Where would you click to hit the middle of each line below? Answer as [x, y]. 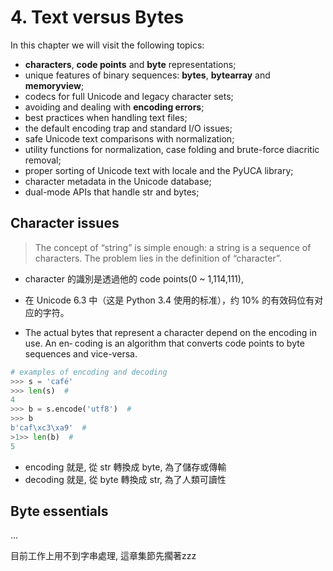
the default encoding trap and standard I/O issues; [128, 128]
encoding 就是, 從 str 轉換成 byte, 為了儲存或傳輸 [125, 467]
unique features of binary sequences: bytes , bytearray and [147, 75]
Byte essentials [59, 511]
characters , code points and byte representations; [130, 64]
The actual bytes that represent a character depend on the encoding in [170, 332]
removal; [43, 160]
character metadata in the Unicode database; [118, 181]
